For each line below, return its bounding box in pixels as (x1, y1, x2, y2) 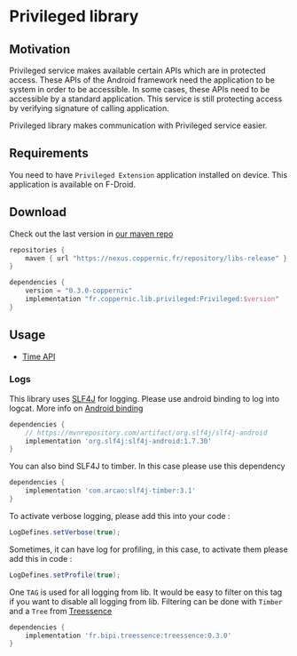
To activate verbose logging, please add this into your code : (9, 510, 231, 521)
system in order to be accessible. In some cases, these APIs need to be (9, 84, 270, 94)
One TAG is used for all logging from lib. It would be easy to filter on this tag (9, 587, 283, 597)
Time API (21, 351, 56, 362)
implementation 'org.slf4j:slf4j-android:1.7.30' (25, 436, 213, 445)
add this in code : (9, 553, 73, 564)
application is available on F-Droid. (9, 179, 136, 189)
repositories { (9, 245, 66, 254)
